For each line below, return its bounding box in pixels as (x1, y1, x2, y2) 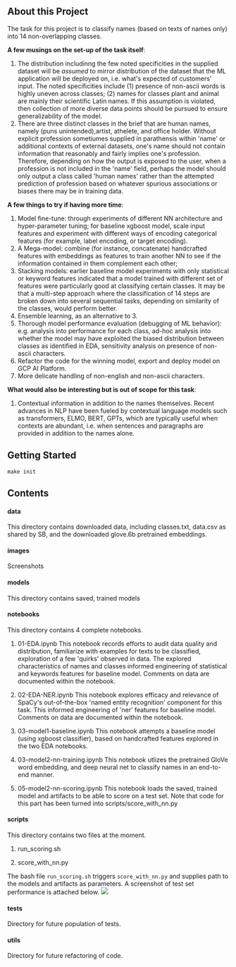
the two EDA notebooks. (17, 741, 88, 750)
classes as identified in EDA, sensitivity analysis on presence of (17, 342, 202, 350)
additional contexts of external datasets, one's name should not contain (17, 141, 225, 150)
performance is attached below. (7, 888, 100, 896)
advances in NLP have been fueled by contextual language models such (17, 406, 228, 415)
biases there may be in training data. (17, 186, 124, 195)
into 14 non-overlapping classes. (7, 32, 102, 40)
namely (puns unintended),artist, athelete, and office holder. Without (17, 126, 216, 135)
